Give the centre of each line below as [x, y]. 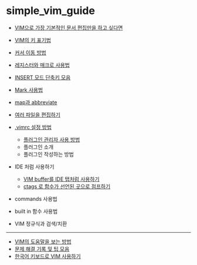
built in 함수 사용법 [36, 211]
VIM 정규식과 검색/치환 [41, 223]
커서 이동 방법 [30, 52]
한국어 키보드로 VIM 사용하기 [47, 256]
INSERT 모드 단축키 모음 [43, 77]
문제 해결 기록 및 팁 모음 [42, 249]
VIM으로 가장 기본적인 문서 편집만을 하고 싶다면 [69, 27]
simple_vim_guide [51, 11]
